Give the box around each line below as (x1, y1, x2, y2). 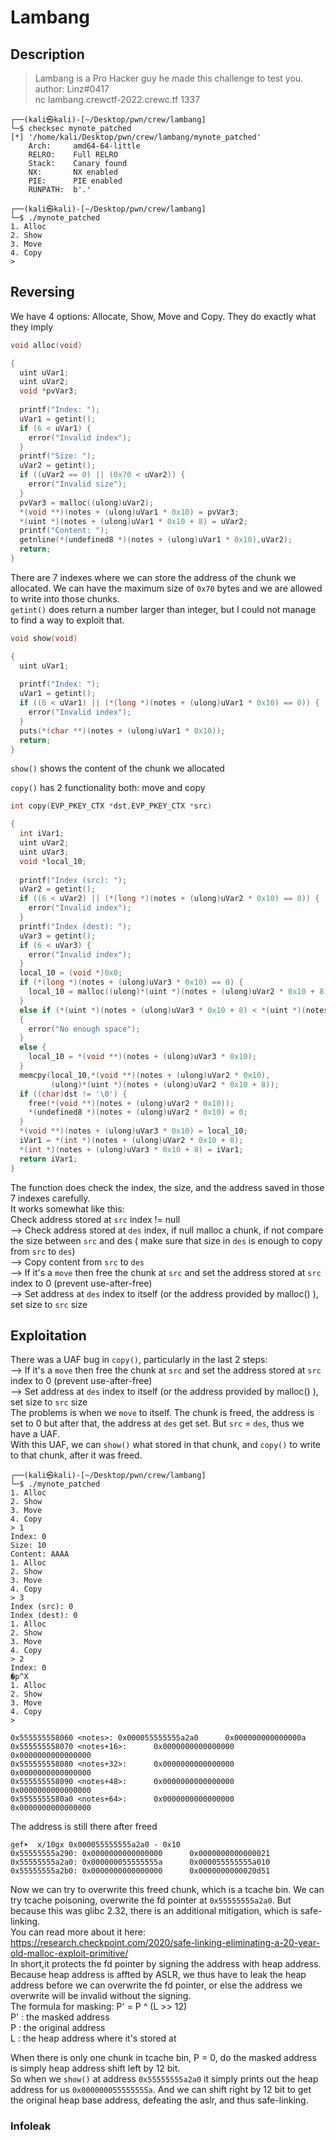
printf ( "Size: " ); (19, 451, 97, 461)
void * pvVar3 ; (19, 386, 78, 396)
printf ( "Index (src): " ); (19, 875, 128, 885)
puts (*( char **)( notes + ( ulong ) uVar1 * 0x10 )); (19, 726, 226, 736)
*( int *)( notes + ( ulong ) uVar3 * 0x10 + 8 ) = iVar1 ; (19, 1144, 244, 1155)
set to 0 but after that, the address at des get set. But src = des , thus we (10, 1417, 305, 1430)
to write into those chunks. (10, 592, 120, 605)
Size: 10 (10, 1541, 47, 1551)
